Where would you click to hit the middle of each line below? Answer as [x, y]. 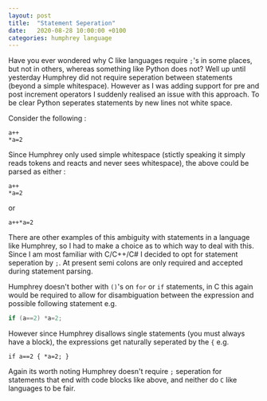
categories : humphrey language [60, 38]
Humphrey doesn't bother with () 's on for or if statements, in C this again [131, 287]
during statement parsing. [51, 271]
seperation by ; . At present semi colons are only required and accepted [126, 263]
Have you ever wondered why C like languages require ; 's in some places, [130, 61]
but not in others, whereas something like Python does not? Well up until [127, 69]
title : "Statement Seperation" [62, 23]
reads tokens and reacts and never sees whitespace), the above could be [129, 163]
